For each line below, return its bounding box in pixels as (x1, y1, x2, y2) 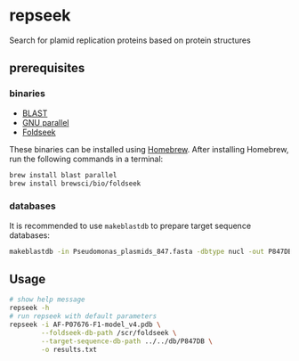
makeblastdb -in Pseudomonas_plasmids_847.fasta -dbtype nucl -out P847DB (9, 247, 293, 256)
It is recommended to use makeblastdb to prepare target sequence (9, 220, 252, 231)
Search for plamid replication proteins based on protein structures (9, 35, 251, 45)
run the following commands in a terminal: (9, 153, 164, 164)
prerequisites (9, 61, 85, 76)
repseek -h (9, 304, 50, 313)
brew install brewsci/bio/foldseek (9, 179, 141, 188)
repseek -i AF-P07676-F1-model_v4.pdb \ (9, 320, 162, 329)
